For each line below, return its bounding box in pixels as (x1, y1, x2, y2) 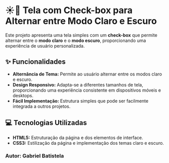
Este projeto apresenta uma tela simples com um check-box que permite (5, 32, 158, 38)
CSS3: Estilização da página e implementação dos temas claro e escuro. (12, 140, 164, 146)
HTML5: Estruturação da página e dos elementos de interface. (12, 134, 143, 141)
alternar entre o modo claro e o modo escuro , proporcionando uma (5, 37, 146, 44)
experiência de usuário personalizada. (5, 43, 85, 49)
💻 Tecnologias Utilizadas (5, 118, 87, 127)
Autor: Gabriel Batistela (5, 152, 64, 159)
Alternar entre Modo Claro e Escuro (5, 15, 157, 27)
